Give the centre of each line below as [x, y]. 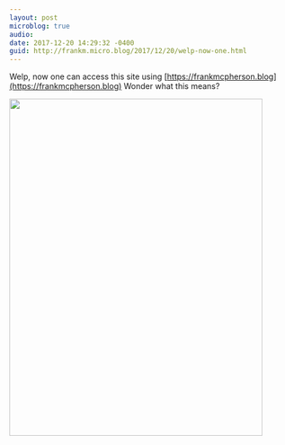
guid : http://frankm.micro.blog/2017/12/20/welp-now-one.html [128, 51]
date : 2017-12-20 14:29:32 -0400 [72, 43]
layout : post [34, 18]
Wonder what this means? [172, 86]
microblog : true [40, 26]
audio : [22, 34]
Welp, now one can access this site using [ [89, 76]
